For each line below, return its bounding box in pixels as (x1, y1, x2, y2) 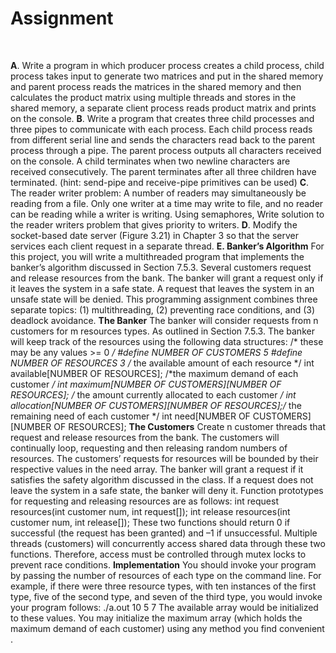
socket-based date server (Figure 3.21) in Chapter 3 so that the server (10, 229, 300, 241)
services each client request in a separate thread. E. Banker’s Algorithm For (10, 240, 325, 252)
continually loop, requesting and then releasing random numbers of (10, 442, 288, 454)
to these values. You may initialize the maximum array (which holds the (10, 612, 303, 624)
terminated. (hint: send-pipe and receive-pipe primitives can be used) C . (10, 176, 310, 188)
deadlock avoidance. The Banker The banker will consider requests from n (10, 314, 319, 326)
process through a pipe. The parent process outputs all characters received (10, 144, 322, 156)
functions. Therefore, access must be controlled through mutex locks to (10, 548, 307, 560)
